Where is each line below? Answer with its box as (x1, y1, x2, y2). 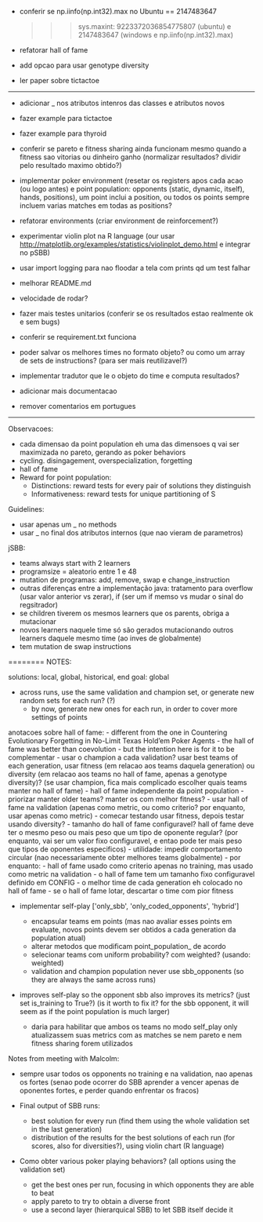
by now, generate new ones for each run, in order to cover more (31, 704, 238, 713)
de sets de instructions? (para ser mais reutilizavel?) (19, 356, 188, 365)
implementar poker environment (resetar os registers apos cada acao (19, 176, 243, 185)
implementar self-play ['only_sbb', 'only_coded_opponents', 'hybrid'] (19, 902, 240, 910)
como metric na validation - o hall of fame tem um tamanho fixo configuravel (8, 870, 255, 878)
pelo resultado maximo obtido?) (19, 161, 123, 170)
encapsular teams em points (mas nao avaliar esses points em (31, 917, 232, 925)
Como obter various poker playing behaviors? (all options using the (19, 1157, 236, 1165)
